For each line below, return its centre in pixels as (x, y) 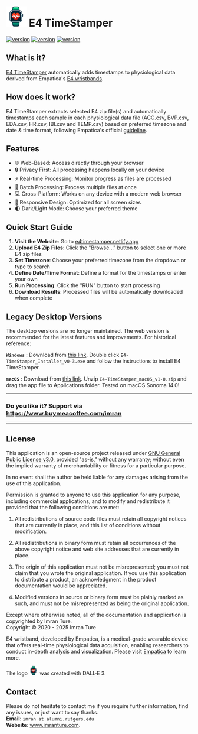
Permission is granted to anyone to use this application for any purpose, (93, 495)
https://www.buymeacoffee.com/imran (64, 413)
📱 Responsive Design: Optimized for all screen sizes (78, 202)
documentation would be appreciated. (61, 586)
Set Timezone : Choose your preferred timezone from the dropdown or (100, 261)
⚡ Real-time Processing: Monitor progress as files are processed (93, 179)
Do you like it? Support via (44, 406)
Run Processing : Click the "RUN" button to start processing (87, 285)
